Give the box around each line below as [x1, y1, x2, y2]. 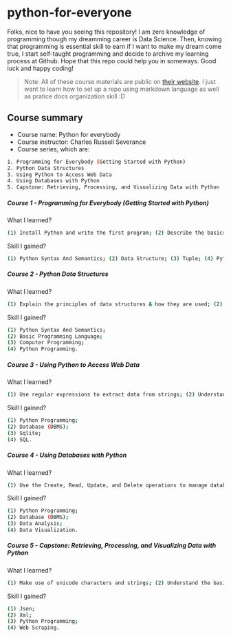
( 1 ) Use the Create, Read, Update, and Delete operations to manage [7, 482, 208, 489]
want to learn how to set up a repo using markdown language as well [23, 85, 219, 93]
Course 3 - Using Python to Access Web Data [7, 360, 140, 369]
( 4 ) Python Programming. [7, 345, 78, 352]
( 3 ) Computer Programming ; [7, 339, 85, 346]
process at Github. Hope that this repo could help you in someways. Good [7, 56, 217, 65]
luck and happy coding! [7, 64, 74, 72]
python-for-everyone [7, 5, 132, 21]
